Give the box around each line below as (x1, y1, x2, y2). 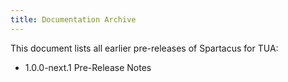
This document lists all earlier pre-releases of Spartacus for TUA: (10, 42, 279, 54)
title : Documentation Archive (10, 14, 137, 25)
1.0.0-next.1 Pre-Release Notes (24, 61, 152, 73)
